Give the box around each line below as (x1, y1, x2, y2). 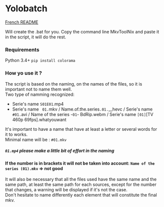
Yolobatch (5, 3, 48, 14)
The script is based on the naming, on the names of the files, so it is (5, 81, 142, 87)
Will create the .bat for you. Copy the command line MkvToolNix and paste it (5, 29, 160, 34)
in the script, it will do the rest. (5, 34, 66, 40)
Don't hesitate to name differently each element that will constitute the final (5, 192, 157, 198)
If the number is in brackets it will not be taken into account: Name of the (5, 160, 155, 166)
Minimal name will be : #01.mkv (5, 136, 67, 143)
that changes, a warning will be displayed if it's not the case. (5, 187, 128, 193)
